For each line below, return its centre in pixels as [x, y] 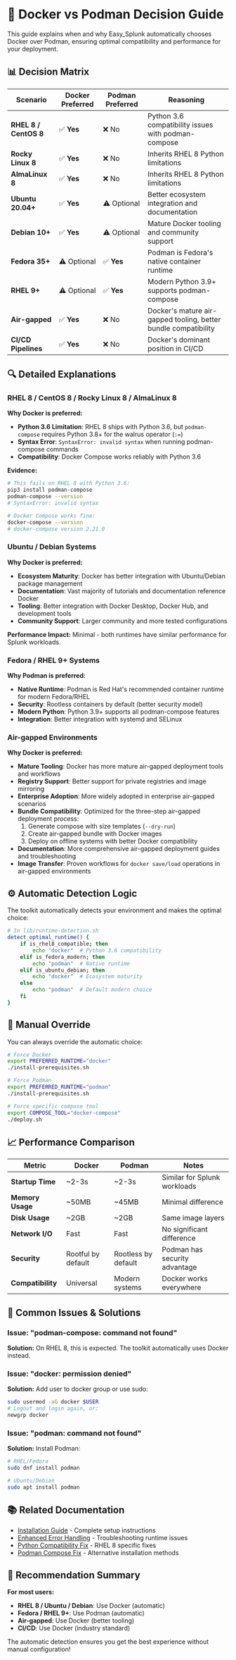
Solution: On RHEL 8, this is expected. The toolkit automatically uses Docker [118, 1348]
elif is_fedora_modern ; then [63, 957]
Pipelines [27, 348]
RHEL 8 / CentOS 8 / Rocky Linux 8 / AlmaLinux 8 [92, 398]
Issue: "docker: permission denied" [70, 1373]
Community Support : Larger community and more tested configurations [122, 621]
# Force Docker [29, 1055]
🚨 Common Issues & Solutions [74, 1312]
